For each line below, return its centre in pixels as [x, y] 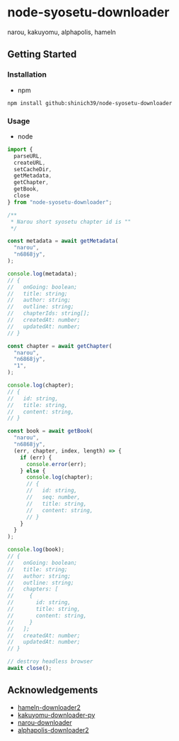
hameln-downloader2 [49, 707]
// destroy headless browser [50, 661]
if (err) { [36, 458]
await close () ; [30, 669]
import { [20, 149]
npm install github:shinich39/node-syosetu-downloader [90, 103]
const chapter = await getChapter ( [60, 346]
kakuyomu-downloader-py [56, 715]
